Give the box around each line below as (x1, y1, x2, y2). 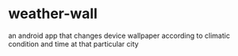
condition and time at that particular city (8, 39, 139, 48)
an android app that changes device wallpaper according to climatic (8, 31, 230, 40)
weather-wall (8, 5, 98, 23)
